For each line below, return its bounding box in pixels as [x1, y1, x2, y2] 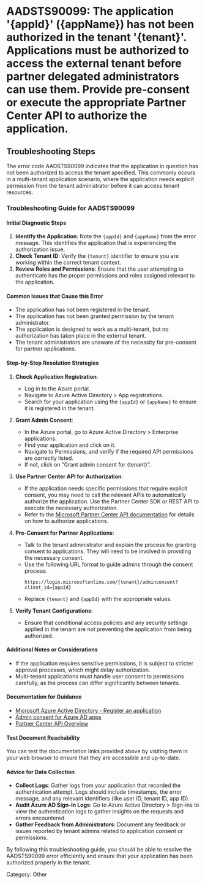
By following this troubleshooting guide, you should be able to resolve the [6, 846, 192, 853]
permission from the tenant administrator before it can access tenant [6, 182, 180, 189]
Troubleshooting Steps [6, 146, 96, 157]
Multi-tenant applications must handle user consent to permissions [15, 672, 184, 680]
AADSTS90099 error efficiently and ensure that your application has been [6, 852, 193, 860]
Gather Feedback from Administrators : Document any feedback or [15, 821, 186, 828]
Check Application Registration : [15, 373, 99, 380]
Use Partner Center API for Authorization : [15, 473, 124, 480]
